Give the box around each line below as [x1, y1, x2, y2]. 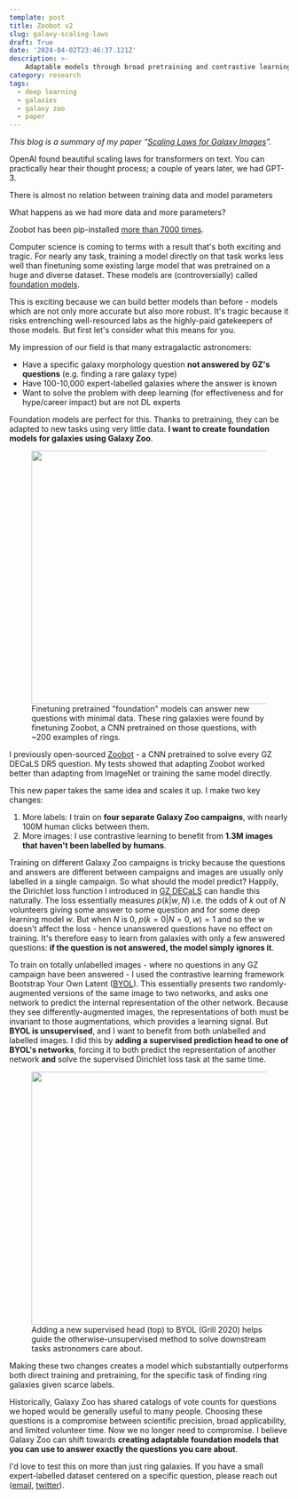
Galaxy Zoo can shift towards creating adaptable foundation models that [9, 1434, 279, 1445]
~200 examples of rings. [31, 732, 122, 743]
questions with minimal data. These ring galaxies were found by [31, 713, 264, 724]
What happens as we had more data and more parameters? [9, 207, 226, 218]
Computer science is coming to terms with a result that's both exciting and [9, 242, 281, 252]
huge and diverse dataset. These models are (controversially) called [9, 270, 258, 281]
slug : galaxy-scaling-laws [9, 29, 109, 38]
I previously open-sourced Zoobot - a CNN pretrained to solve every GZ [9, 749, 272, 760]
